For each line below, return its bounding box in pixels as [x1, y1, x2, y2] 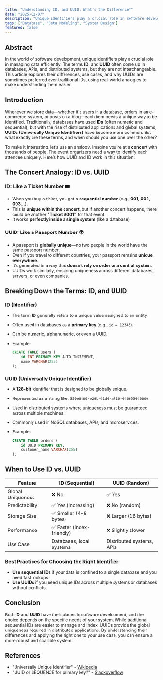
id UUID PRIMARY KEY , [21, 443, 65, 448]
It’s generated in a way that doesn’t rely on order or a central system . [12, 263, 152, 268]
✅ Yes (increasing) [51, 502, 95, 509]
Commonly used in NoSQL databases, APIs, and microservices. [12, 419, 139, 425]
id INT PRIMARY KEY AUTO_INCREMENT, [21, 355, 95, 360]
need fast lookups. [12, 574, 49, 580]
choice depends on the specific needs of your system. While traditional [5, 617, 147, 623]
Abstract [5, 43, 33, 51]
